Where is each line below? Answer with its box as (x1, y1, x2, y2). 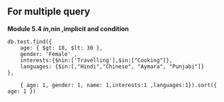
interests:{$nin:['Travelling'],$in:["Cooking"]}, (20, 57, 173, 64)
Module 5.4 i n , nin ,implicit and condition (7, 24, 129, 33)
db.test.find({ (7, 38, 52, 45)
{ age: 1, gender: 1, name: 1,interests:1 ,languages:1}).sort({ (20, 81, 218, 89)
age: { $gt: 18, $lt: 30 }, (20, 44, 103, 52)
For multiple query (7, 6, 91, 18)
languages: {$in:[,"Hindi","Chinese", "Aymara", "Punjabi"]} (20, 63, 204, 70)
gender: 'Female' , (20, 50, 78, 57)
